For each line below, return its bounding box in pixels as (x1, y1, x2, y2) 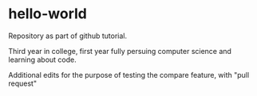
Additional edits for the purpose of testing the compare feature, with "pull (8, 70, 250, 79)
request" (8, 79, 38, 88)
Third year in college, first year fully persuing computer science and (8, 46, 231, 56)
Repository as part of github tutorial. (8, 31, 128, 40)
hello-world (8, 5, 88, 23)
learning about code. (8, 55, 77, 64)
